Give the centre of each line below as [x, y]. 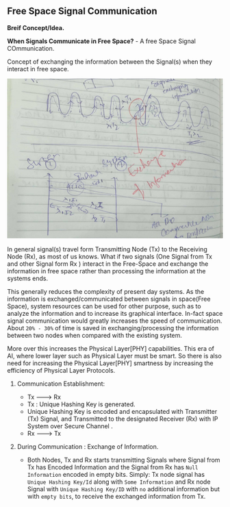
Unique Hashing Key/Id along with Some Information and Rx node [119, 482]
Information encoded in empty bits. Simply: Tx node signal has [116, 474]
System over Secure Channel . [70, 426]
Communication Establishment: [61, 384]
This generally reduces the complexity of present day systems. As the [106, 291]
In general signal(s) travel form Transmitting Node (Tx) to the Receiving [107, 249]
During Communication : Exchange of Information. [88, 446]
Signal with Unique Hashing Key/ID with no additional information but [124, 489]
